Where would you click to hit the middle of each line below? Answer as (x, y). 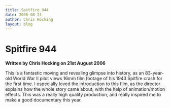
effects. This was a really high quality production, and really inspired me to (83, 95)
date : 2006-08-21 (24, 15)
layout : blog (19, 24)
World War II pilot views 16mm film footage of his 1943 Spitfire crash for (88, 79)
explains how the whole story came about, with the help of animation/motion (85, 89)
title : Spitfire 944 (27, 10)
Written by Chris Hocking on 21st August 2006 (55, 63)
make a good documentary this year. (44, 100)
